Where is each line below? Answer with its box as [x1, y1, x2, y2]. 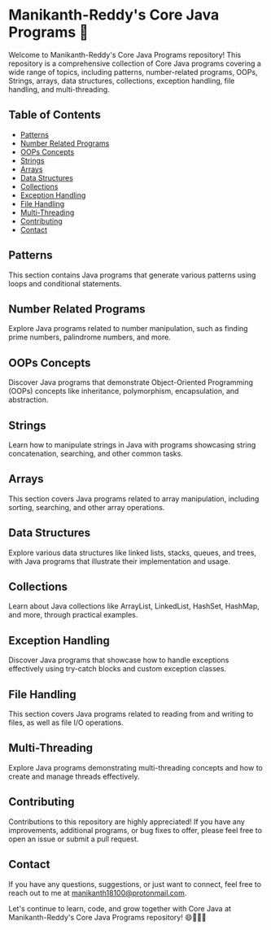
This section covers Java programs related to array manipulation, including [8, 494, 260, 504]
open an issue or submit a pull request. [8, 834, 139, 844]
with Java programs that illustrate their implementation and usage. [8, 556, 230, 566]
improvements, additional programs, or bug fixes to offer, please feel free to [8, 825, 263, 835]
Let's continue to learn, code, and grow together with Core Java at [8, 903, 232, 913]
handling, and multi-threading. [8, 84, 110, 94]
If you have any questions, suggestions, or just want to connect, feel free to [8, 879, 262, 889]
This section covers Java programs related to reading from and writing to [8, 710, 254, 719]
